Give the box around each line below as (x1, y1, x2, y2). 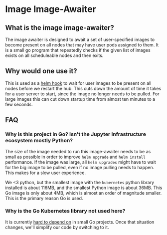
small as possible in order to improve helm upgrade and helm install (5, 154, 146, 160)
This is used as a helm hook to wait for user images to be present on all (5, 80, 152, 86)
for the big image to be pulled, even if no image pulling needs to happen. (5, 164, 155, 170)
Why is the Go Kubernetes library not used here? (5, 208, 126, 215)
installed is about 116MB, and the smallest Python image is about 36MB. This (5, 185, 163, 191)
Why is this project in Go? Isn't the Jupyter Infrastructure (5, 131, 146, 138)
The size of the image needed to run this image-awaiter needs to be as (5, 148, 151, 154)
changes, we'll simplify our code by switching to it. (5, 224, 109, 230)
